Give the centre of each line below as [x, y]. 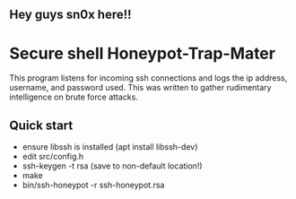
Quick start [41, 125]
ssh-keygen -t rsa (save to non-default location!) [113, 166]
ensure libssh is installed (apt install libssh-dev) [110, 147]
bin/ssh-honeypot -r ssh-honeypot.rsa [93, 185]
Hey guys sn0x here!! [70, 15]
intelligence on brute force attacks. [74, 97]
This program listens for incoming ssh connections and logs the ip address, [148, 78]
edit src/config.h [53, 157]
